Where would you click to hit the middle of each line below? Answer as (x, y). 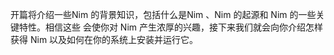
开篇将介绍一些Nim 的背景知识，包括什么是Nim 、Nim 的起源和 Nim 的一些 (163, 14)
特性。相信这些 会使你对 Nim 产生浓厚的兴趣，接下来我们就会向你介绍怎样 (171, 27)
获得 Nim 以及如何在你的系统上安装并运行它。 (104, 39)
